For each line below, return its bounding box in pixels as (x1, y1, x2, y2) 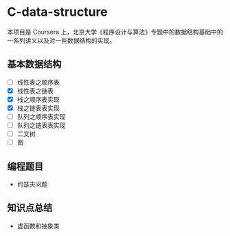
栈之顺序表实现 (16, 95, 60, 103)
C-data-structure (7, 4, 108, 20)
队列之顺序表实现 (16, 113, 66, 120)
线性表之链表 (16, 87, 54, 95)
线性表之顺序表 (16, 78, 60, 86)
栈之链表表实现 (16, 104, 60, 112)
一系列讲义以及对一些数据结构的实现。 (7, 36, 115, 45)
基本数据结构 (7, 58, 62, 70)
